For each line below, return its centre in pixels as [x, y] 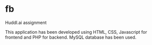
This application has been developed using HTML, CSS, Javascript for [76, 32]
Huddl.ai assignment [26, 22]
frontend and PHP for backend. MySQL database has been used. [71, 37]
